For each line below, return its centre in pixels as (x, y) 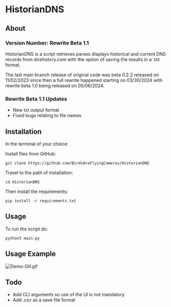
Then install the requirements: (37, 191)
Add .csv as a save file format (44, 300)
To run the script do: (27, 229)
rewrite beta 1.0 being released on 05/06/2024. (55, 85)
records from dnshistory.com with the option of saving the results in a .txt (82, 59)
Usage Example (31, 254)
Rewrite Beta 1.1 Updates (36, 99)
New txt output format (36, 110)
